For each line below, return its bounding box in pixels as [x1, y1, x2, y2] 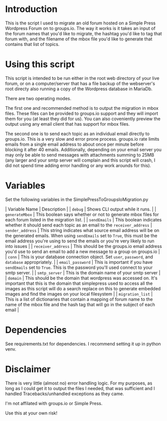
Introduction [5, 3, 58, 15]
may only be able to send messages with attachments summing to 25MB [5, 152, 155, 158]
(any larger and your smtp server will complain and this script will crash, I [5, 157, 156, 163]
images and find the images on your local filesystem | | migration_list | [5, 291, 153, 297]
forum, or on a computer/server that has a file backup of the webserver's [5, 80, 156, 86]
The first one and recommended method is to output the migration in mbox [5, 105, 159, 111]
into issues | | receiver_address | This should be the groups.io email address [5, 243, 162, 249]
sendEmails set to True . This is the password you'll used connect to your [5, 264, 153, 270]
